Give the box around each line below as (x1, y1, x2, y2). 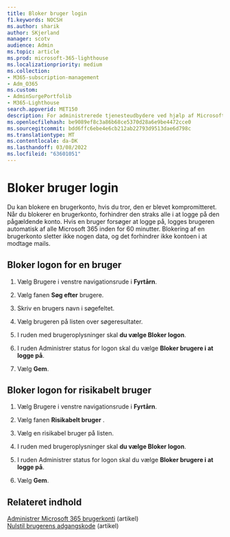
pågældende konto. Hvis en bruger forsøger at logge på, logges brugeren (7, 217, 215, 225)
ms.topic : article (7, 49, 60, 56)
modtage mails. (7, 239, 51, 247)
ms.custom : (7, 87, 38, 93)
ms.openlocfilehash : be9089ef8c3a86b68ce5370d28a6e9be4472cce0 (7, 118, 192, 126)
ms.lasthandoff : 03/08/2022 (7, 144, 88, 151)
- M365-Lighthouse (7, 100, 60, 106)
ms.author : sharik (7, 23, 60, 30)
